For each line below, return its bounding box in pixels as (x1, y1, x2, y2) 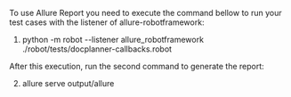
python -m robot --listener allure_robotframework (21, 35, 205, 44)
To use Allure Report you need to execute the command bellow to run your (9, 8, 282, 18)
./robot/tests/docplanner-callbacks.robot (21, 44, 172, 54)
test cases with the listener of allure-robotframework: (9, 17, 205, 28)
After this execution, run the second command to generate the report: (9, 61, 264, 71)
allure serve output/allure (21, 78, 115, 88)
